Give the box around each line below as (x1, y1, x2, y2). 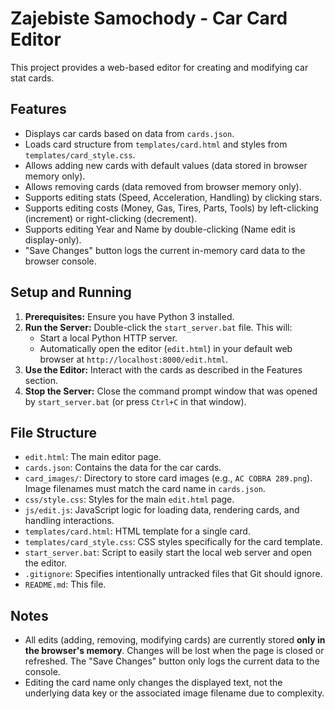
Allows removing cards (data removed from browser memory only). (24, 180, 302, 192)
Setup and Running (10, 284, 132, 301)
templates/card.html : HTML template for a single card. (24, 525, 251, 537)
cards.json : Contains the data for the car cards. (24, 462, 222, 474)
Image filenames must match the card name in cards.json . (24, 483, 266, 495)
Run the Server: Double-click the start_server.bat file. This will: (24, 321, 293, 333)
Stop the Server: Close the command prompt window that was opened (24, 385, 318, 397)
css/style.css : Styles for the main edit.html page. (24, 493, 235, 506)
